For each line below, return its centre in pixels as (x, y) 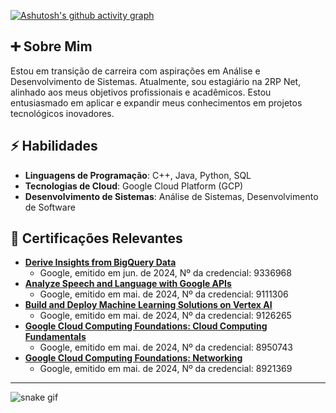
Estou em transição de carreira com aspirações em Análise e (135, 71)
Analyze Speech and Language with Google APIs (128, 284)
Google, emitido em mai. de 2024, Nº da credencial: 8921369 (166, 369)
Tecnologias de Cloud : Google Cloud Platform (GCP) (134, 186)
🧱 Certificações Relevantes (96, 238)
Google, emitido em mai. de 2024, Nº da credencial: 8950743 (166, 347)
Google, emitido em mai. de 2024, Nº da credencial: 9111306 (164, 294)
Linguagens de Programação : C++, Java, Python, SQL (138, 175)
